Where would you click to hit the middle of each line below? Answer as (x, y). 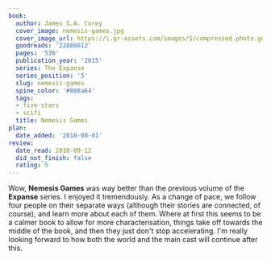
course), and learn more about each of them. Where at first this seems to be (135, 214)
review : (21, 143)
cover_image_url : (45, 38)
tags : (25, 98)
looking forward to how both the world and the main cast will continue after (133, 240)
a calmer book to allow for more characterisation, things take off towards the (135, 223)
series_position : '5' (52, 76)
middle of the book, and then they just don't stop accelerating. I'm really (128, 231)
